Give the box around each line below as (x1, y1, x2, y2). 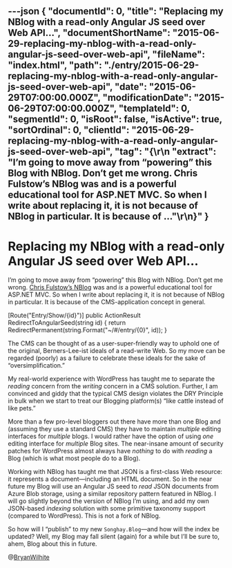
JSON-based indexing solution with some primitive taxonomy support (8, 504, 206, 513)
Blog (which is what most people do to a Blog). (8, 454, 141, 462)
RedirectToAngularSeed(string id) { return (8, 319, 126, 327)
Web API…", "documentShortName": (8, 27, 171, 39)
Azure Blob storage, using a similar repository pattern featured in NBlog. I (8, 490, 217, 498)
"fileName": (152, 48, 206, 61)
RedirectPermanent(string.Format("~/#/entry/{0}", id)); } (8, 326, 168, 334)
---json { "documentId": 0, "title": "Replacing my (8, 6, 224, 17)
